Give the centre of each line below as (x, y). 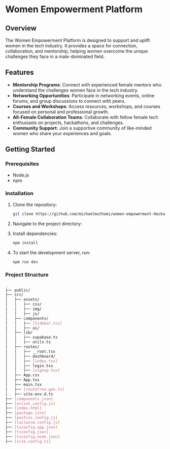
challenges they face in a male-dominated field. (55, 56)
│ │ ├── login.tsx (29, 366)
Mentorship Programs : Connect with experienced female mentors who (87, 84)
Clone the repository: (35, 204)
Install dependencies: (35, 233)
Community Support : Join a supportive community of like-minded (82, 128)
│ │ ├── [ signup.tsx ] (32, 370)
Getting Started (30, 149)
